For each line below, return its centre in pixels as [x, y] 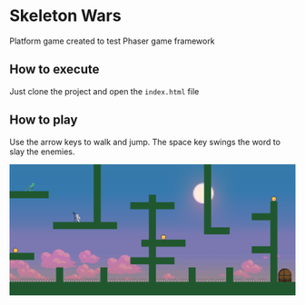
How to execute [54, 69]
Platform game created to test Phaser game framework [112, 41]
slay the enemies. [42, 152]
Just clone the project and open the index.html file [104, 91]
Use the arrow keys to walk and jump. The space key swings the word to [145, 142]
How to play [44, 120]
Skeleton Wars [65, 16]
